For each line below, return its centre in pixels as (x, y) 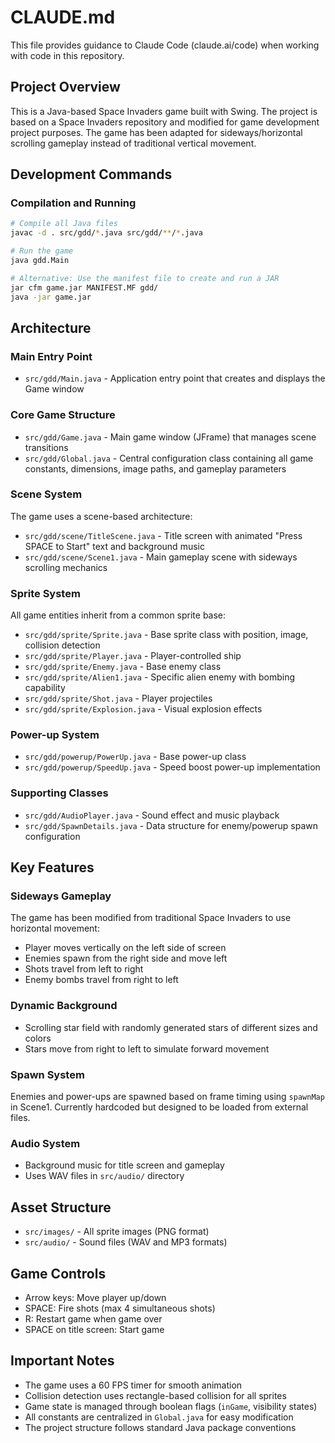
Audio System (45, 1143)
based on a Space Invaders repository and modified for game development (165, 122)
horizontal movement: (55, 928)
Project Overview (65, 87)
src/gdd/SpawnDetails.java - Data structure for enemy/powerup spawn (171, 825)
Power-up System (55, 735)
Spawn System (47, 1074)
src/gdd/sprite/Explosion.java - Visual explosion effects (143, 709)
